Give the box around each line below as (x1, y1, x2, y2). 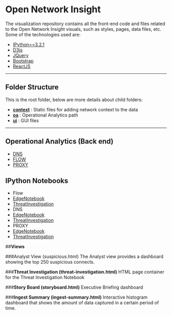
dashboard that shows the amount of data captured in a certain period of (5, 300, 159, 306)
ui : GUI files (12, 117, 39, 124)
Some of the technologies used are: (5, 31, 81, 37)
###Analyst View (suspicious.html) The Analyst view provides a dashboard (5, 253, 164, 260)
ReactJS (12, 63, 31, 69)
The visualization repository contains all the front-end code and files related (5, 21, 165, 27)
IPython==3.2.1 (12, 41, 45, 47)
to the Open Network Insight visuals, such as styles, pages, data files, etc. (5, 26, 162, 32)
